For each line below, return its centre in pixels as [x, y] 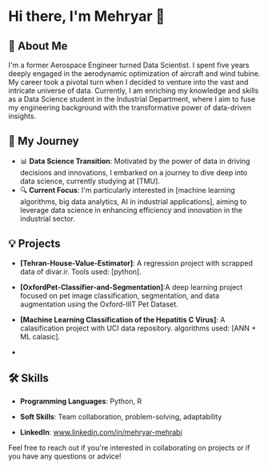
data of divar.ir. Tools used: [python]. [80, 271]
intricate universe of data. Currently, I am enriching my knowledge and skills [134, 90]
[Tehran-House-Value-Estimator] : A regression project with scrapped [136, 263]
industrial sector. [48, 218]
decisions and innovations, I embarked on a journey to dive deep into [134, 172]
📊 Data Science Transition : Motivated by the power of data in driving [135, 161]
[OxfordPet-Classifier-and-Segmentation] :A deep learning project [131, 287]
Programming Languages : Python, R [81, 401]
